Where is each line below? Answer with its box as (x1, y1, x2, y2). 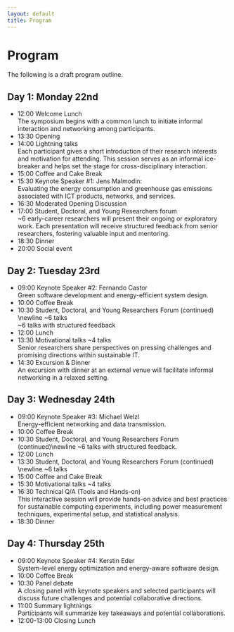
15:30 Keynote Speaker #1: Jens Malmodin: (17, 177, 143, 185)
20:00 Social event (17, 244, 72, 253)
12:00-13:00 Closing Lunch (17, 616, 96, 624)
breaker (17, 162, 41, 171)
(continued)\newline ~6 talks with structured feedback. (17, 442, 178, 451)
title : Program (7, 17, 52, 24)
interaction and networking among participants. (17, 125, 156, 133)
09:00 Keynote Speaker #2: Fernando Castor (17, 283, 148, 292)
